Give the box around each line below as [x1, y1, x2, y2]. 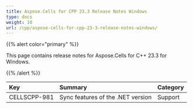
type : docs [6, 14, 33, 20]
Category [157, 83, 184, 92]
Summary [59, 83, 87, 92]
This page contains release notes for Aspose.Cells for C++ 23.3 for [6, 52, 167, 59]
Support [157, 93, 180, 101]
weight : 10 [6, 19, 33, 25]
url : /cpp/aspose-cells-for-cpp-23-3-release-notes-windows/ [6, 24, 158, 31]
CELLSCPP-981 [9, 93, 54, 101]
